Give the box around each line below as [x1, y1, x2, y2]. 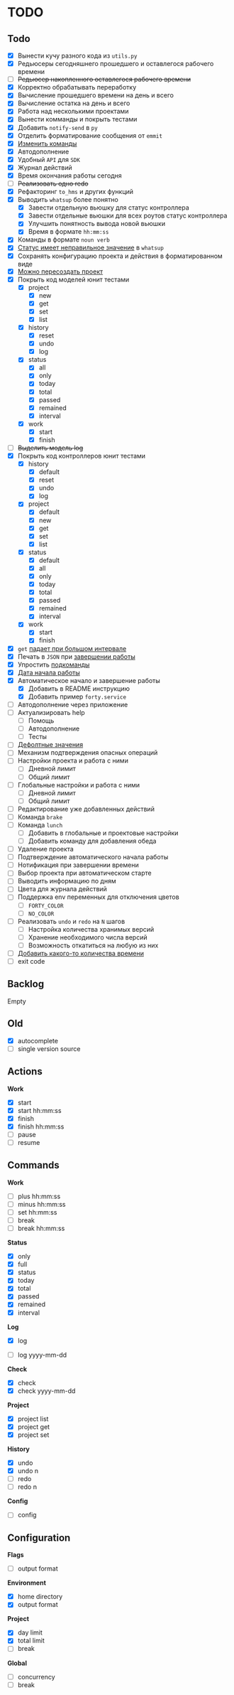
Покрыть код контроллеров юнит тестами [17, 452, 146, 460]
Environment [7, 1578, 46, 1587]
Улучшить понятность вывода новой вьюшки [28, 220, 165, 228]
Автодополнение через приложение [17, 700, 128, 709]
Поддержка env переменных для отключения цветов [17, 893, 179, 901]
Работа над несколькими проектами [17, 107, 129, 116]
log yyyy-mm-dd [17, 1350, 67, 1359]
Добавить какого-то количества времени [17, 949, 144, 957]
